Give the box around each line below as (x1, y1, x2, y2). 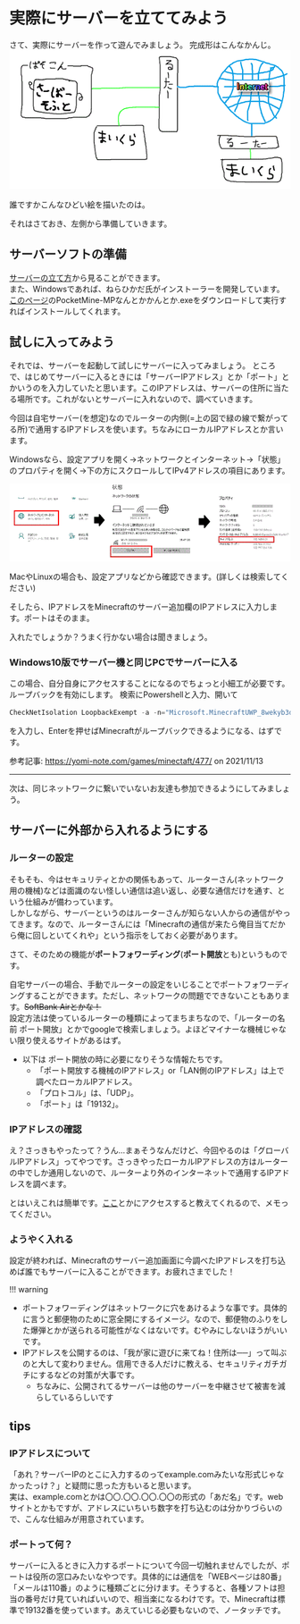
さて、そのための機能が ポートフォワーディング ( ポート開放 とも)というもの (9, 948, 280, 959)
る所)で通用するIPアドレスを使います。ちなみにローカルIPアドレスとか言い (9, 424, 284, 434)
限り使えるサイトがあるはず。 (16, 1034, 127, 1046)
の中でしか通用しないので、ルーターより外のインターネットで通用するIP (9, 1167, 274, 1178)
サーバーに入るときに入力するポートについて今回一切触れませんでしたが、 (9, 1561, 283, 1571)
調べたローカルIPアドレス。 (35, 1076, 137, 1087)
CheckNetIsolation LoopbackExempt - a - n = (9, 708, 166, 718)
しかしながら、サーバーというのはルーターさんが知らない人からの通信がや (9, 907, 283, 918)
